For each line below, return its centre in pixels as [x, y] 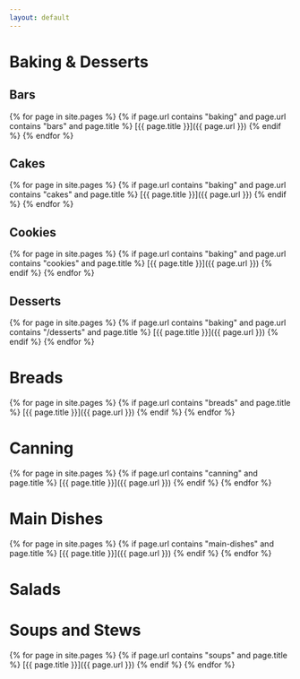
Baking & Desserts [79, 61]
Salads [35, 590]
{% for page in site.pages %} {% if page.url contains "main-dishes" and [142, 544]
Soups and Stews [75, 630]
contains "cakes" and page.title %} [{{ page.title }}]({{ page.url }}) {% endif [148, 194]
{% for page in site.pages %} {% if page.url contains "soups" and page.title [149, 655]
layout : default [39, 17]
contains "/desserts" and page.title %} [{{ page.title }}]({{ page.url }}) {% [144, 332]
